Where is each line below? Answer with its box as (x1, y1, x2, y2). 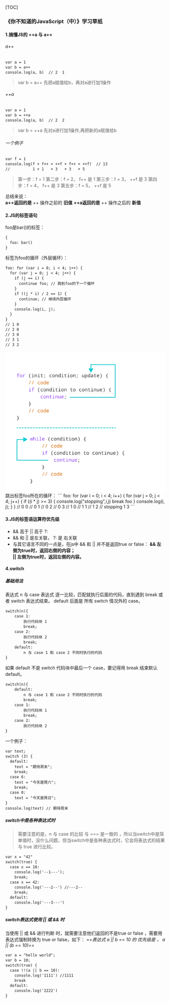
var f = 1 (5, 157, 26, 162)
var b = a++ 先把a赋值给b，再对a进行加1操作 (17, 79, 111, 85)
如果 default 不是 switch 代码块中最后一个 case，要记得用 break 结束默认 (5, 665, 158, 671)
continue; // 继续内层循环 (18, 297, 72, 302)
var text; (5, 749, 26, 754)
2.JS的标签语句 (5, 212, 38, 218)
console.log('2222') (14, 988, 58, 993)
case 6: (10, 775, 26, 780)
